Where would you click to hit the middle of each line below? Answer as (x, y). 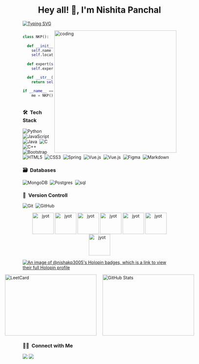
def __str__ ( (40, 77)
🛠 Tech (32, 113)
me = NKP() (42, 95)
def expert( (39, 64)
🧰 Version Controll (45, 195)
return (38, 82)
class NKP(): (36, 37)
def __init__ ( (41, 46)
